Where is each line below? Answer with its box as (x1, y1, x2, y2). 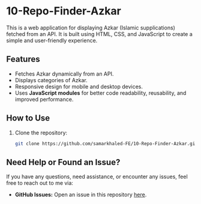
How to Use (6, 113, 50, 124)
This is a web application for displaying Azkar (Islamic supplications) (6, 24, 176, 31)
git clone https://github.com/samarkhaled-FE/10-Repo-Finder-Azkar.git (14, 140, 198, 146)
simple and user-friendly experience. (6, 37, 98, 44)
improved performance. (14, 95, 74, 103)
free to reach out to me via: (6, 179, 74, 187)
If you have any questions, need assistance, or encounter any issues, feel (6, 173, 188, 181)
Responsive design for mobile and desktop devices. (14, 83, 143, 90)
